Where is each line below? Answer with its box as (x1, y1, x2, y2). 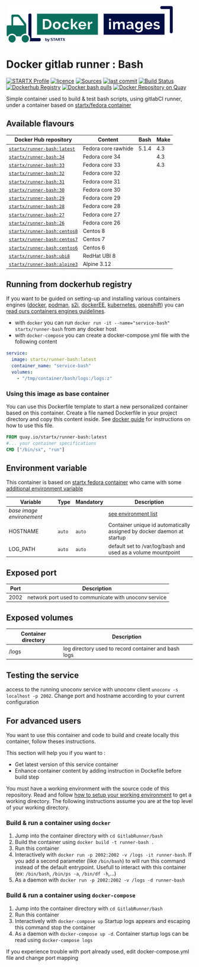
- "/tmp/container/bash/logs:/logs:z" (17, 375, 113, 381)
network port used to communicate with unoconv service (27, 593, 167, 601)
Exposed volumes (6, 612, 73, 622)
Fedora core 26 (82, 219, 121, 226)
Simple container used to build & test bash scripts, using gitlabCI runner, (6, 95, 182, 102)
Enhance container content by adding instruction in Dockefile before (14, 767, 182, 774)
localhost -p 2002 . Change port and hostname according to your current (6, 692, 185, 700)
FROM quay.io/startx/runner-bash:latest (6, 434, 108, 440)
